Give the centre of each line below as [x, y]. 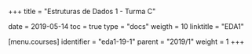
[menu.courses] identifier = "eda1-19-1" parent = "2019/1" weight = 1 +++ [126, 41]
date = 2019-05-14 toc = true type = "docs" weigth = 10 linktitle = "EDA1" [126, 26]
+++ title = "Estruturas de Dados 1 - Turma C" [82, 11]
